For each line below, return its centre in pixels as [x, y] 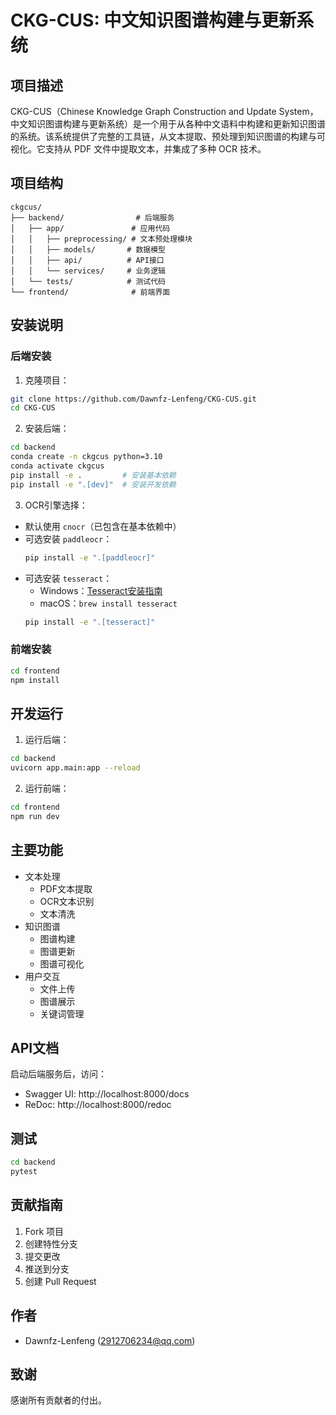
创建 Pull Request [60, 1281]
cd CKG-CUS [33, 408]
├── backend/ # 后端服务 [92, 217]
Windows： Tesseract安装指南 [101, 590]
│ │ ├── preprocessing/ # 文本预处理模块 [101, 239]
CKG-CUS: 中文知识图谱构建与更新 [153, 20]
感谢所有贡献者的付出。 [58, 1400]
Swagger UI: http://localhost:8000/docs [107, 1094]
